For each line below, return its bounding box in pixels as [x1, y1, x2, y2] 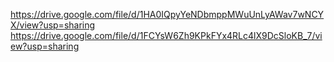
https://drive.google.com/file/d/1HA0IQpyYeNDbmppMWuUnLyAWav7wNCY [10, 9, 325, 20]
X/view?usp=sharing [10, 19, 96, 31]
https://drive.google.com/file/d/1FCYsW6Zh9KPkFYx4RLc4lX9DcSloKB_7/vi [10, 30, 323, 41]
